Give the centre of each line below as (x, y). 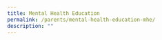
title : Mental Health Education (53, 13)
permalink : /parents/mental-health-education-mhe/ (81, 20)
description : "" (30, 26)
